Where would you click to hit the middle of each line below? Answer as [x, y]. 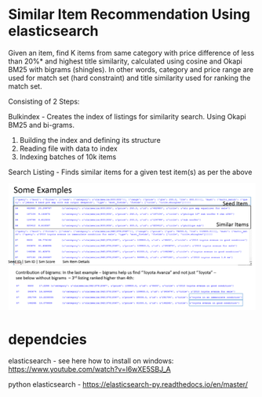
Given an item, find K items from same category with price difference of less [131, 53]
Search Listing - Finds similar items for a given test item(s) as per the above [130, 172]
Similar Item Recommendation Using [129, 15]
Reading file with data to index [68, 148]
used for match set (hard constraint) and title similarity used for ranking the [129, 78]
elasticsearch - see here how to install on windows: [91, 361]
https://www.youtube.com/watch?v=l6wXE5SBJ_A [89, 370]
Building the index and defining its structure [90, 140]
